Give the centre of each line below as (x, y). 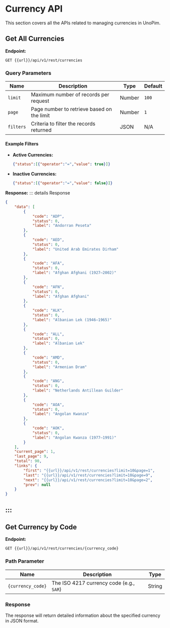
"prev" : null (37, 485)
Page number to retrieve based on (72, 109)
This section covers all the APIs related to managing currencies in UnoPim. (83, 23)
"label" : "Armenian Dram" (59, 367)
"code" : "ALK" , (48, 310)
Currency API (34, 9)
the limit (40, 115)
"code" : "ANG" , (48, 381)
